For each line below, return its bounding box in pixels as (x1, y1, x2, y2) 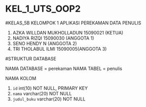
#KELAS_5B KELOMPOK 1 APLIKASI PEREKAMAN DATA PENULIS (5, 20, 141, 26)
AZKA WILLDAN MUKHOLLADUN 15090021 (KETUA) (12, 29, 124, 35)
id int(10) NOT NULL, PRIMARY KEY (12, 85, 88, 91)
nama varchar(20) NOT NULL (12, 90, 72, 96)
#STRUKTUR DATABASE (5, 55, 56, 61)
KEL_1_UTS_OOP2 (5, 3, 81, 15)
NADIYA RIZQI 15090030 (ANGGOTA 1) (12, 35, 94, 41)
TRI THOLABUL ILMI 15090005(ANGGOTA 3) (12, 46, 107, 52)
